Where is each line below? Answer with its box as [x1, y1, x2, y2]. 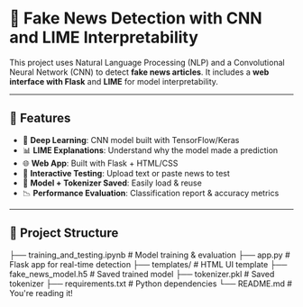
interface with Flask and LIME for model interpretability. [9, 76, 219, 86]
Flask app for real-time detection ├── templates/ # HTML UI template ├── [9, 258, 288, 269]
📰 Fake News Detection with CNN [9, 8, 263, 29]
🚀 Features [9, 111, 71, 126]
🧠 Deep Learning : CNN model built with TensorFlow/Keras [22, 134, 240, 145]
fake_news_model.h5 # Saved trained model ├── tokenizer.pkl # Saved [9, 268, 275, 279]
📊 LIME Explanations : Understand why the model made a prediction [22, 144, 279, 156]
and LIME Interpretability [9, 27, 198, 48]
